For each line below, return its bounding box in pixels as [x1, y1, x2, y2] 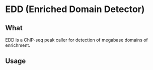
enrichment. [5, 42, 30, 48]
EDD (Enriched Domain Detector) [5, 4, 145, 15]
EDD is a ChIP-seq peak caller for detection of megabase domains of [5, 37, 148, 43]
